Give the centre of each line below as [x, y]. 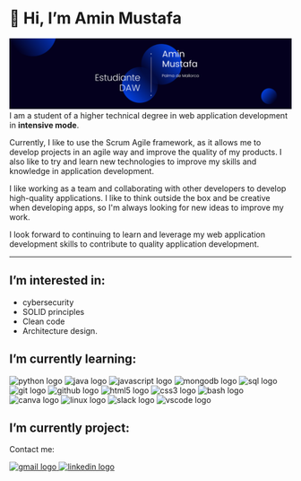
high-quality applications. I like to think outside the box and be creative [140, 197]
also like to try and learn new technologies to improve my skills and [133, 162]
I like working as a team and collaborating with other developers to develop [148, 188]
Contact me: [32, 450]
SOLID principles [53, 311]
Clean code [43, 321]
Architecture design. [60, 330]
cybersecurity [48, 302]
